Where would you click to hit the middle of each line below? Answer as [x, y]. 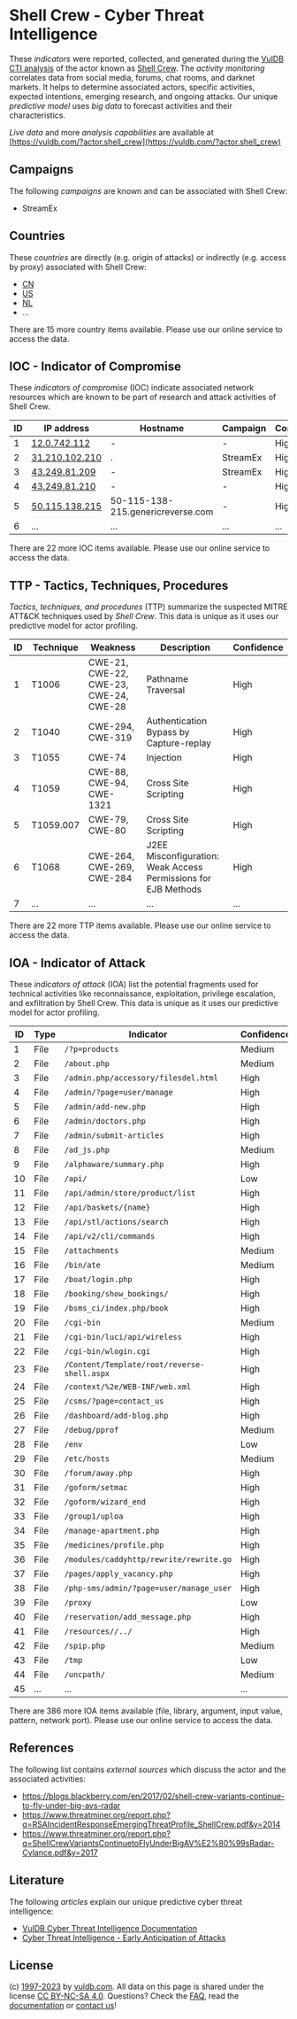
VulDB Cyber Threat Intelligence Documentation [110, 1928]
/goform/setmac [96, 1487]
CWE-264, [111, 856]
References [42, 1748]
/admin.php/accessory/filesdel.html [141, 1078]
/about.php [87, 1064]
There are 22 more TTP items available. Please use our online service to [140, 925]
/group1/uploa [94, 1516]
